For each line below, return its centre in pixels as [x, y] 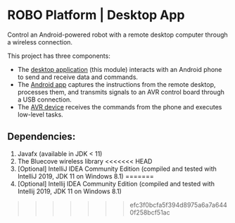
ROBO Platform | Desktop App [96, 15]
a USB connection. [44, 100]
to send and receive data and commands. [78, 77]
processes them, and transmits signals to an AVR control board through [121, 92]
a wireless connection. [40, 42]
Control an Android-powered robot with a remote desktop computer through [118, 35]
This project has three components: [59, 56]
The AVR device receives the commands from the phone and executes [120, 107]
